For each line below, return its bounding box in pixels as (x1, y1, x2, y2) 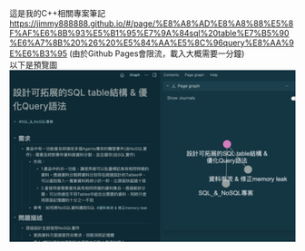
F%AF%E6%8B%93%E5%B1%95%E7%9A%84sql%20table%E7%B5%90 (9, 28, 290, 38)
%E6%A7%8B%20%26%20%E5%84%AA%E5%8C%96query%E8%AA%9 (9, 37, 295, 48)
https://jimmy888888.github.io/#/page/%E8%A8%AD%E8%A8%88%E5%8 (9, 18, 294, 29)
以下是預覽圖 (9, 60, 57, 70)
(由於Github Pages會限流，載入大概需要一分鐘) (69, 48, 245, 59)
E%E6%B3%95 (9, 48, 68, 59)
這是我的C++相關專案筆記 (9, 8, 106, 18)
